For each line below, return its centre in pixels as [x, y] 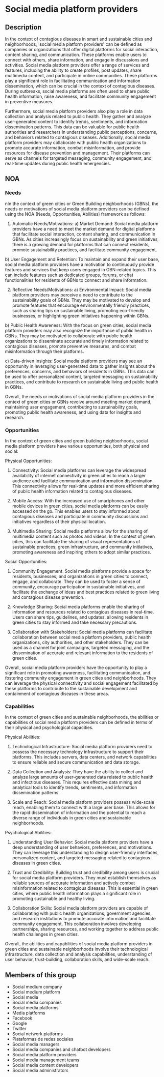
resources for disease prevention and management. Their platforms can [78, 153]
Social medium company [37, 987]
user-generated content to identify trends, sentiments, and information [76, 122]
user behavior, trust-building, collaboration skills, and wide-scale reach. [77, 960]
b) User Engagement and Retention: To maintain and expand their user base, [82, 259]
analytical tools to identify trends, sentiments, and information [74, 787]
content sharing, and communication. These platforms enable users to [76, 55]
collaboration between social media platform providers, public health [81, 637]
